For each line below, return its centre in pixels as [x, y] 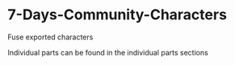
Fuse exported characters [50, 37]
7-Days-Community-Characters [117, 15]
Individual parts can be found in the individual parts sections [108, 52]
